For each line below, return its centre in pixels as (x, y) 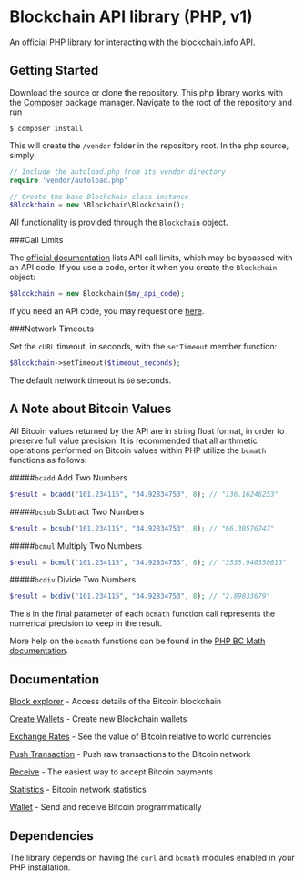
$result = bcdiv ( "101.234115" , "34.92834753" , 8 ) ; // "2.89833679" (140, 597)
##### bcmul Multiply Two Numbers (76, 546)
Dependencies (51, 836)
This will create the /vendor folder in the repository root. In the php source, (149, 145)
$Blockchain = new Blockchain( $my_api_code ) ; (97, 294)
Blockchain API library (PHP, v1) (131, 17)
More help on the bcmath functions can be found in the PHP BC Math (137, 641)
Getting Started (54, 71)
